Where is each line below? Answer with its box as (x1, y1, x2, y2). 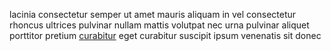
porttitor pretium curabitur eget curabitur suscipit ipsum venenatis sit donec (9, 30, 322, 41)
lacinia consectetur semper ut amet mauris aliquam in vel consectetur (9, 9, 297, 20)
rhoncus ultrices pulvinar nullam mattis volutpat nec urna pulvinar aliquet (9, 19, 310, 31)
